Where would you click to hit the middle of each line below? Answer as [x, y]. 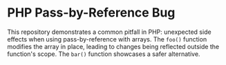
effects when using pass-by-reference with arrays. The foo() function [107, 39]
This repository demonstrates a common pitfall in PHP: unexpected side [110, 32]
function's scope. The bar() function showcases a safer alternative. [104, 54]
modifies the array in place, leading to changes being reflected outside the [113, 46]
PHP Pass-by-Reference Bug [91, 13]
